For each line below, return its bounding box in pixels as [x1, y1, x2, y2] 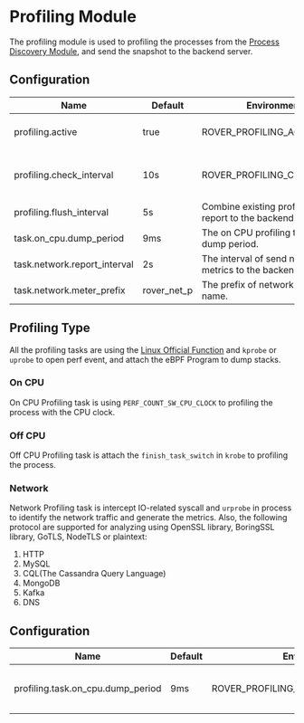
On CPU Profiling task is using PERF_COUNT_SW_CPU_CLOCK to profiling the [9, 396, 273, 408]
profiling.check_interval [14, 168, 114, 181]
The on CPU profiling [201, 226, 291, 239]
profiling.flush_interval [14, 205, 109, 218]
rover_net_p [142, 283, 193, 296]
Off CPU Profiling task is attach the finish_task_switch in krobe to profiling [9, 450, 289, 461]
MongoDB [22, 577, 61, 589]
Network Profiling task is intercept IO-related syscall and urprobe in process [9, 502, 292, 513]
